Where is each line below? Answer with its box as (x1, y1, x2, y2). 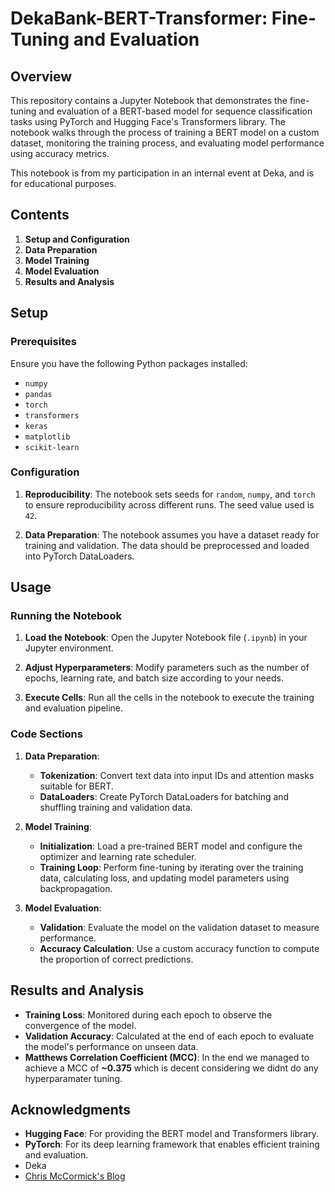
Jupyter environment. (24, 642, 114, 654)
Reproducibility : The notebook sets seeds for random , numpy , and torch (24, 488, 316, 500)
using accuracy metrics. (10, 148, 110, 159)
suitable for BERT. (39, 780, 114, 792)
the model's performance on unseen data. (24, 1040, 199, 1052)
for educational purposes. (10, 178, 117, 189)
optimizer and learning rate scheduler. (39, 850, 197, 862)
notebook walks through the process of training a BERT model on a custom (10, 127, 320, 138)
